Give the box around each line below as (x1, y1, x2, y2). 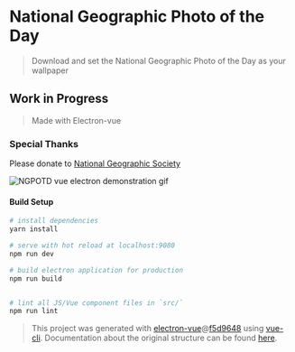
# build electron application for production (9, 265, 183, 274)
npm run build (9, 273, 63, 283)
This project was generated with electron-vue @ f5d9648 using (31, 323, 264, 334)
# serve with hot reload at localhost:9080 (9, 241, 176, 250)
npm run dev (9, 249, 54, 258)
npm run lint (9, 307, 59, 316)
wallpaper (31, 65, 69, 76)
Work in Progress (9, 91, 109, 107)
